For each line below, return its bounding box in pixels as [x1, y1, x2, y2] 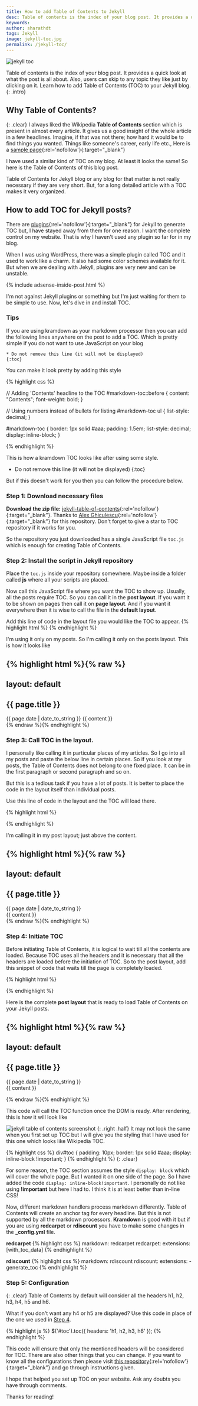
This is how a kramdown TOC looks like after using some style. [6, 454, 159, 461]
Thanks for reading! [6, 1393, 54, 1401]
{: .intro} [6, 88, 27, 95]
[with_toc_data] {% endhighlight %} [6, 1246, 93, 1253]
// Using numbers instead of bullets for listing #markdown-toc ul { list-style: [6, 407, 190, 414]
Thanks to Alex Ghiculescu [52, 512, 118, 519]
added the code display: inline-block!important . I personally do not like [6, 1179, 186, 1186]
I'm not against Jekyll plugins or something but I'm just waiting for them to [6, 293, 186, 300]
